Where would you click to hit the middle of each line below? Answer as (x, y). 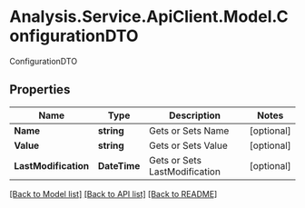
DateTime (119, 165)
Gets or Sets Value (188, 145)
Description (195, 115)
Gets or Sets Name (189, 131)
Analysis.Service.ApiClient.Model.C (149, 17)
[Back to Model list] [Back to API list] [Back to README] (113, 193)
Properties (40, 89)
